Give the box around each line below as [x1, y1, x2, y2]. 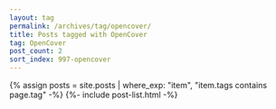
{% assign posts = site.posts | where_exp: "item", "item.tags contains [9, 80, 268, 90]
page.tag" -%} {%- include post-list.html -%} [9, 89, 178, 100]
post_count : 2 [9, 47, 63, 56]
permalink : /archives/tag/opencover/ [9, 22, 152, 31]
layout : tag [9, 13, 54, 23]
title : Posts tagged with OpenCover [9, 30, 148, 39]
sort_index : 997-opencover [9, 55, 111, 64]
